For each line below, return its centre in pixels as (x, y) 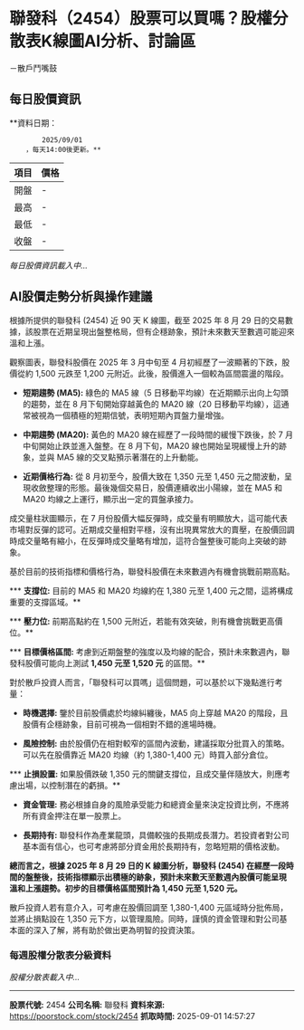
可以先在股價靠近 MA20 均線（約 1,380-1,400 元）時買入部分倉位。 (147, 754)
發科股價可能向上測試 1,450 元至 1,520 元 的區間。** (107, 663)
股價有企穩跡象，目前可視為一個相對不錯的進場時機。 (122, 724)
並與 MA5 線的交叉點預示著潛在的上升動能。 (121, 457)
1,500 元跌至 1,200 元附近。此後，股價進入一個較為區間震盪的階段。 (162, 373)
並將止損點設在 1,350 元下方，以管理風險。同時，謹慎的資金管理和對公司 (145, 919)
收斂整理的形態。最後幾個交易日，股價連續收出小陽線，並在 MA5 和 (157, 487)
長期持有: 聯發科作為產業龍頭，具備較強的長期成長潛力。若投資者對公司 (156, 834)
